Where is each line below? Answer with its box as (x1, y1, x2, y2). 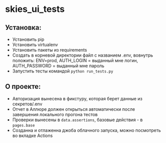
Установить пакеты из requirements (12, 47, 87, 53)
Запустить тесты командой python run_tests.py (12, 68, 113, 74)
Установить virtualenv (12, 42, 58, 48)
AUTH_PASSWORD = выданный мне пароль (12, 63, 105, 69)
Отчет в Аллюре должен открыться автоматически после (12, 106, 135, 112)
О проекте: (5, 82, 41, 91)
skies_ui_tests (5, 3, 65, 15)
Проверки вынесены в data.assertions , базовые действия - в (12, 117, 143, 123)
